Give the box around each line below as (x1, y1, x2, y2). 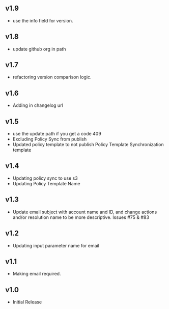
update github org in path (12, 46, 66, 52)
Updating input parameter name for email (12, 242, 99, 248)
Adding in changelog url (12, 102, 64, 108)
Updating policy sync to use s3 (12, 175, 78, 181)
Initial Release (12, 299, 42, 305)
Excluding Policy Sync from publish (12, 136, 87, 142)
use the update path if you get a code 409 (12, 131, 102, 137)
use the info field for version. (12, 17, 73, 23)
